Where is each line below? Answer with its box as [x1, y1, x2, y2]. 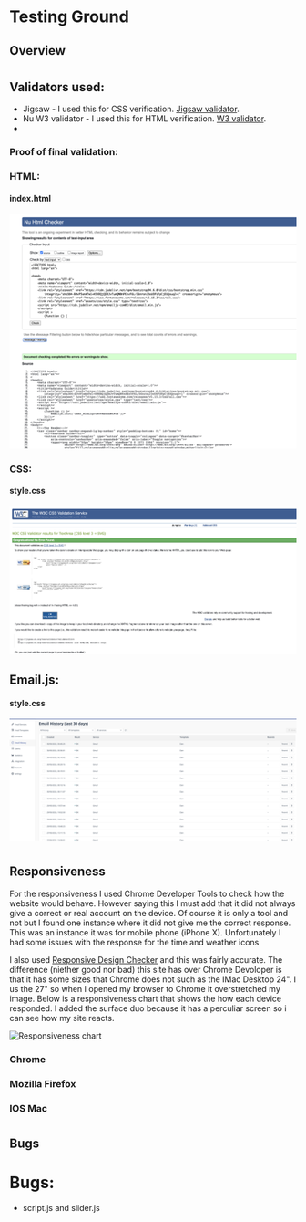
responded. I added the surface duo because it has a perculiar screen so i [9, 1002, 287, 1014]
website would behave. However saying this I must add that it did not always [9, 897, 296, 909]
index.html [9, 193, 52, 204]
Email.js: [9, 673, 59, 688]
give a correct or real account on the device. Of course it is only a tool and [9, 907, 289, 918]
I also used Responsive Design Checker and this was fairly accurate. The [9, 954, 283, 965]
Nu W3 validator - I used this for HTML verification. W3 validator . [22, 113, 267, 124]
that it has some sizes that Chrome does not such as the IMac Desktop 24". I [9, 974, 297, 985]
